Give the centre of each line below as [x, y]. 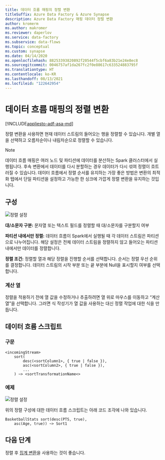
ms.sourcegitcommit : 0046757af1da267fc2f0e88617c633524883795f [72, 65]
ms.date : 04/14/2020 [26, 56]
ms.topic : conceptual [27, 47]
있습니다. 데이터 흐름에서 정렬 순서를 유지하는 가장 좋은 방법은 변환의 [85, 172]
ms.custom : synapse [25, 51]
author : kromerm [22, 24]
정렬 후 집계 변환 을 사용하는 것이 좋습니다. [45, 453]
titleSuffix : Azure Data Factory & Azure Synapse [57, 14]
